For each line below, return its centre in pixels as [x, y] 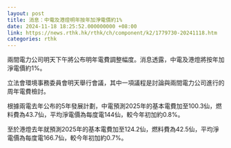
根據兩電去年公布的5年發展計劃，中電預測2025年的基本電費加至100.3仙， [111, 106]
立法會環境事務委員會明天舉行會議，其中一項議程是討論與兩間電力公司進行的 [116, 83]
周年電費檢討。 [28, 92]
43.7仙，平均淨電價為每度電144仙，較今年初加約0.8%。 [104, 115]
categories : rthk [32, 39]
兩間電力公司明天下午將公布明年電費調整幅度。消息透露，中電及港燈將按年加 [116, 60]
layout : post [26, 13]
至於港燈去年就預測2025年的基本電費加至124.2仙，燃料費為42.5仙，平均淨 [113, 129]
